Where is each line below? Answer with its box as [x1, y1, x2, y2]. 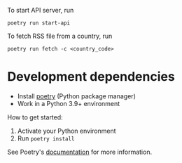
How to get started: [7, 112, 63, 122]
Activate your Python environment [17, 126, 117, 135]
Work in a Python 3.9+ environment [17, 99, 120, 107]
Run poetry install [17, 133, 75, 143]
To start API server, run [7, 6, 74, 14]
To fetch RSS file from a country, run [7, 32, 113, 40]
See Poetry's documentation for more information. [7, 148, 153, 156]
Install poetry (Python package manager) [17, 91, 136, 100]
